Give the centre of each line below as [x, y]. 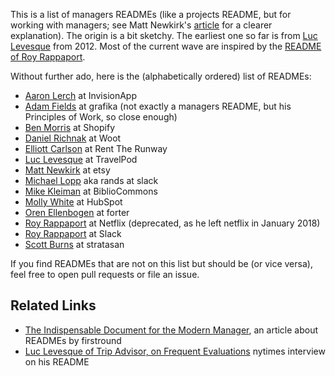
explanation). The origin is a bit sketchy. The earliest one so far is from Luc [164, 35]
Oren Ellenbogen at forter [77, 212]
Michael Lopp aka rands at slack [91, 180]
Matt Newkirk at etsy [67, 170]
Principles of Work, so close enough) [101, 117]
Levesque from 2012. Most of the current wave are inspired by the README [166, 46]
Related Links [53, 305]
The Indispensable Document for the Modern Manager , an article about [171, 330]
